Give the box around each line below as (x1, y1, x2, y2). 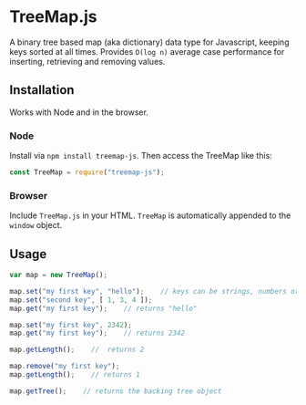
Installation (9, 82, 75, 98)
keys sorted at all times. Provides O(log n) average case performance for (9, 46, 285, 57)
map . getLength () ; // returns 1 (9, 370, 141, 379)
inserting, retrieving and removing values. (9, 56, 166, 67)
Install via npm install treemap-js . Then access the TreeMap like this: (9, 151, 273, 161)
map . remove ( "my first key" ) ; (9, 362, 120, 371)
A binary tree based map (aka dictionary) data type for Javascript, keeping (9, 36, 290, 47)
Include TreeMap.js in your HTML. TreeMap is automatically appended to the (9, 210, 291, 221)
